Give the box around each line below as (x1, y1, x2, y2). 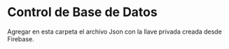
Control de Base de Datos (7, 4, 158, 20)
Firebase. (7, 34, 35, 43)
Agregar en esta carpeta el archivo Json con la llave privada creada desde (7, 27, 222, 36)
